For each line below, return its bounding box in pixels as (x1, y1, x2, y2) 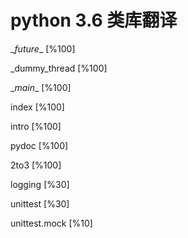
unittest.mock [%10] (10, 217, 93, 229)
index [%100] (10, 101, 65, 113)
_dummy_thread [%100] (10, 62, 108, 74)
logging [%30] (10, 178, 70, 190)
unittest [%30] (10, 197, 70, 210)
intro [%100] (10, 120, 62, 132)
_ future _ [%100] (10, 42, 76, 55)
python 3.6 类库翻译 (10, 9, 178, 32)
